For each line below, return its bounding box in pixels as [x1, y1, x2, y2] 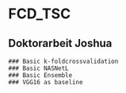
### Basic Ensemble [8, 72, 73, 79]
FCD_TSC [8, 5, 71, 23]
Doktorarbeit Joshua [8, 37, 113, 50]
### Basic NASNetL [8, 64, 69, 72]
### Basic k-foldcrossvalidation [8, 57, 119, 65]
